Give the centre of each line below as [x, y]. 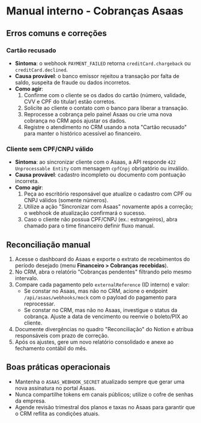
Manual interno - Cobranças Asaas [95, 11]
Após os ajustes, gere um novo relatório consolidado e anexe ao [94, 342]
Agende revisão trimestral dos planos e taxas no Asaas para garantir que [105, 407]
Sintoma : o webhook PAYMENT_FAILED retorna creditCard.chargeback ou [103, 63]
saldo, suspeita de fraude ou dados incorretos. [73, 82]
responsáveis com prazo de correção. [62, 335]
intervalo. [27, 278]
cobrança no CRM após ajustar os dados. [75, 121]
